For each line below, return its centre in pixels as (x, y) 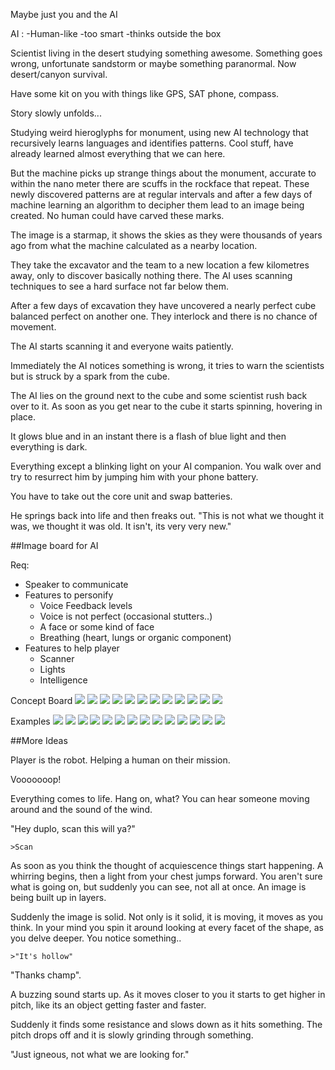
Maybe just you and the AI (64, 14)
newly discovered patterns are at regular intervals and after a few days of (161, 194)
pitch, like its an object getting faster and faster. (108, 1005)
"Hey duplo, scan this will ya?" (73, 828)
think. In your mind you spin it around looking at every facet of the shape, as (167, 927)
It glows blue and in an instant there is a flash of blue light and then (148, 436)
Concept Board (41, 700)
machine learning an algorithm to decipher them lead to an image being (157, 205)
